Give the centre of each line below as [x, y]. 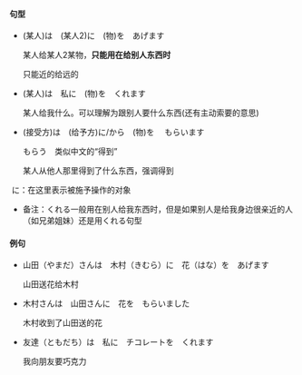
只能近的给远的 [50, 74]
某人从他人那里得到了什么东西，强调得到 [98, 171]
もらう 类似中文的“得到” [70, 152]
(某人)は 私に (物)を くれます [84, 94]
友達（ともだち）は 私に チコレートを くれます [118, 342]
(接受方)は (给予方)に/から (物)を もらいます [113, 133]
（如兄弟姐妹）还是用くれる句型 [82, 221]
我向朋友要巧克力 [54, 361]
